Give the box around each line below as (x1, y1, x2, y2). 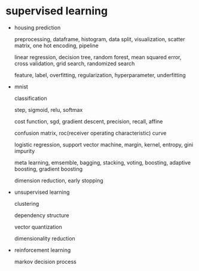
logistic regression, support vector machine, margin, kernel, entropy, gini (14, 141, 194, 148)
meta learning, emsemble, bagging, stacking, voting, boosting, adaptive (14, 159, 191, 166)
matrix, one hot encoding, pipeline (14, 42, 99, 49)
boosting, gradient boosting (14, 165, 83, 172)
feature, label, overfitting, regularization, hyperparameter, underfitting (14, 71, 186, 78)
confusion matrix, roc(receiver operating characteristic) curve (14, 129, 167, 136)
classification (14, 95, 47, 102)
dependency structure (14, 211, 69, 219)
